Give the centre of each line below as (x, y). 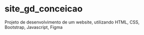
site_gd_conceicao (44, 9)
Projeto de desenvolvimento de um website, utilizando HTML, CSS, (72, 22)
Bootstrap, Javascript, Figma (34, 27)
